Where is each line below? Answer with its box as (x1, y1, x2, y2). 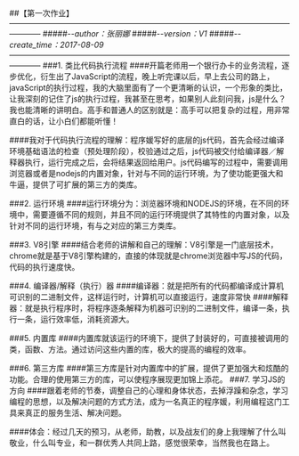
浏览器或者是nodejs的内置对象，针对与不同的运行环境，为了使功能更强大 (9, 168, 276, 178)
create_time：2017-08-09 (9, 39, 104, 50)
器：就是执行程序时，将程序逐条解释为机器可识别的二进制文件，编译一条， (9, 303, 282, 313)
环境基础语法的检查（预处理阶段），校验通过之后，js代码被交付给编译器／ (9, 146, 277, 156)
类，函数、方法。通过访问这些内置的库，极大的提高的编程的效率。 (9, 344, 251, 354)
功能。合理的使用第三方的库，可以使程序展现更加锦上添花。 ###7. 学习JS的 (9, 374, 286, 385)
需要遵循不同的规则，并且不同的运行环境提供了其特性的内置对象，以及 (32, 209, 290, 220)
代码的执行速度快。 (9, 262, 80, 272)
